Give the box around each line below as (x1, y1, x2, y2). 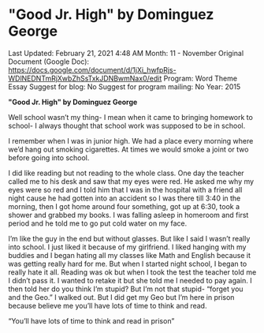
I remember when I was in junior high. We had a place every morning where (8, 136, 254, 145)
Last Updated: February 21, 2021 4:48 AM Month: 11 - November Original (8, 48, 244, 58)
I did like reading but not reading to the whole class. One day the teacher (8, 168, 244, 178)
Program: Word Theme (163, 73, 238, 83)
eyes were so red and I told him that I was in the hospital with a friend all (8, 185, 243, 194)
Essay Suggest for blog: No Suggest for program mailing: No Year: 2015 (8, 81, 241, 92)
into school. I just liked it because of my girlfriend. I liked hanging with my (8, 242, 247, 252)
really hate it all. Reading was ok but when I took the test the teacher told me (8, 267, 257, 277)
